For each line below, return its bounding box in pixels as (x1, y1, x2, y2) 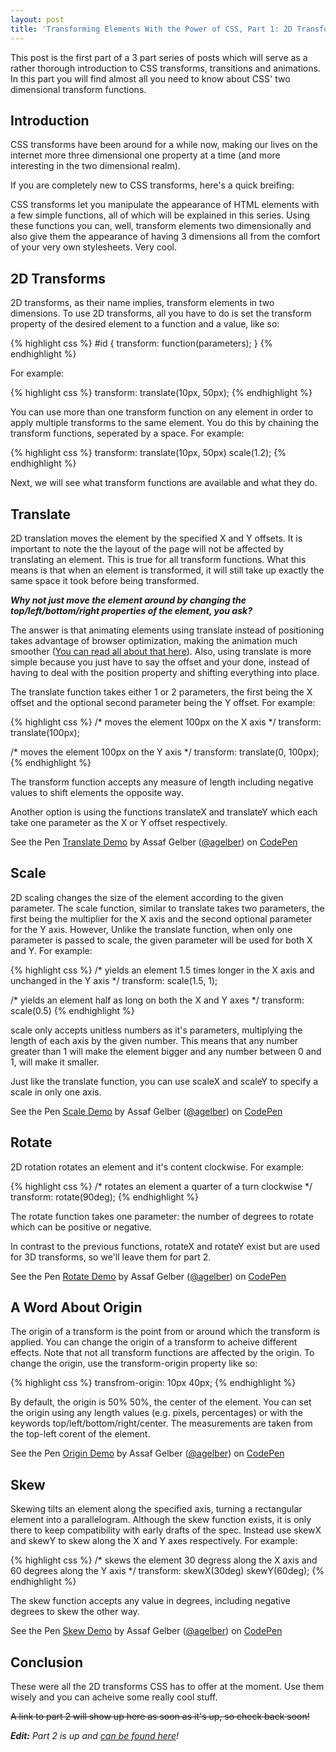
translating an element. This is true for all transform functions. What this (10, 553, 307, 565)
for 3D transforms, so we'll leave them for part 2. (10, 1251, 212, 1263)
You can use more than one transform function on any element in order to (10, 406, 314, 418)
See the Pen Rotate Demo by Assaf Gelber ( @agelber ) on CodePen (10, 1270, 287, 1282)
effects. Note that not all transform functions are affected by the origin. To (10, 1347, 315, 1359)
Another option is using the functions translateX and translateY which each (10, 806, 318, 818)
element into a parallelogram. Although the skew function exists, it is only (10, 1514, 312, 1526)
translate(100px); (10, 726, 80, 738)
